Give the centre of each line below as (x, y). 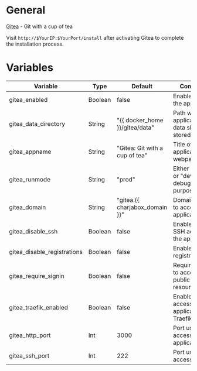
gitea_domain (28, 207)
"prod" (126, 179)
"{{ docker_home (140, 120)
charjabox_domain (142, 207)
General (26, 10)
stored (182, 135)
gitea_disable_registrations (46, 252)
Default (142, 86)
